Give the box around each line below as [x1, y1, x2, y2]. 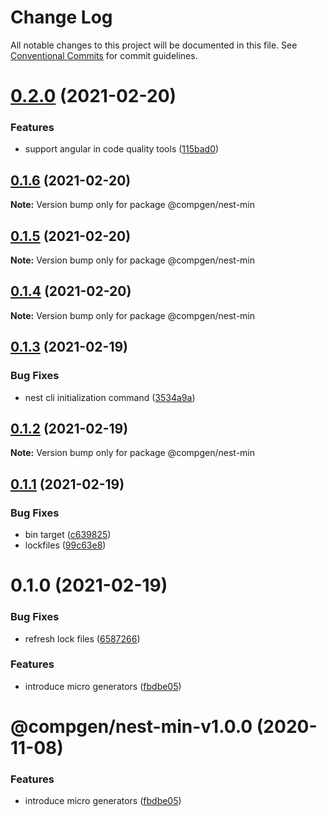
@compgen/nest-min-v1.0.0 [10, 716, 253, 738]
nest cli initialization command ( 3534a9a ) [24, 391, 196, 403]
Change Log [10, 6, 113, 29]
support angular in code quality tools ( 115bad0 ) [24, 143, 220, 155]
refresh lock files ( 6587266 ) [24, 632, 141, 645]
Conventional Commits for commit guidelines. [10, 49, 198, 61]
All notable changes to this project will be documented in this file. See [10, 39, 298, 51]
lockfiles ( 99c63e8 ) [24, 539, 107, 551]
